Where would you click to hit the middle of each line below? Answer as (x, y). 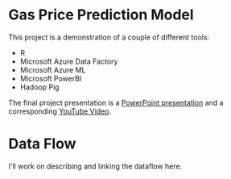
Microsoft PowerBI (51, 78)
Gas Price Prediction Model (101, 15)
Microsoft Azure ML (53, 69)
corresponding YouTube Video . (60, 111)
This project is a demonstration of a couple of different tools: (109, 37)
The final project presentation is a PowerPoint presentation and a (116, 102)
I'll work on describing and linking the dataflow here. (95, 166)
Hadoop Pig (39, 87)
